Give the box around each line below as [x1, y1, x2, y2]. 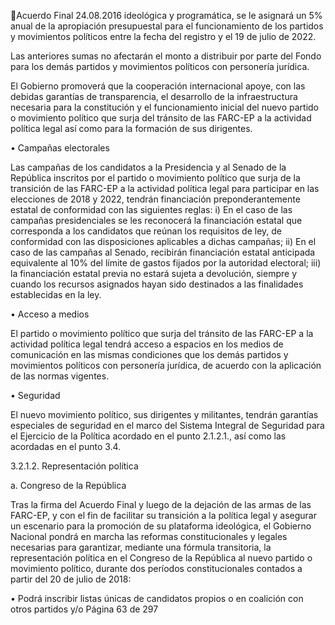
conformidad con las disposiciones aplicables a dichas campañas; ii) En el [10, 236, 317, 247]
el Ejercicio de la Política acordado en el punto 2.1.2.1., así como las [10, 430, 287, 442]
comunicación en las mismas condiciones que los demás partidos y [10, 349, 289, 360]
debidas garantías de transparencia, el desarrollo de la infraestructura [10, 91, 298, 102]
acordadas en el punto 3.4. [10, 441, 122, 452]
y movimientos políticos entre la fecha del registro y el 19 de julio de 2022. [10, 31, 317, 42]
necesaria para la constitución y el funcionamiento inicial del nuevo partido [10, 101, 320, 113]
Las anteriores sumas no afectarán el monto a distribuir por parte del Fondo [10, 50, 322, 62]
